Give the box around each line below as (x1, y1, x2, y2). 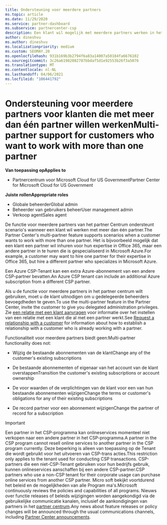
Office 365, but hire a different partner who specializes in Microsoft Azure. (5, 258, 158, 264)
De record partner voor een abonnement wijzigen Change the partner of (12, 405, 159, 411)
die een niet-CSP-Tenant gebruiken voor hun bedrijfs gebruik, (23, 461, 150, 467)
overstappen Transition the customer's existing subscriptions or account (12, 370, 160, 375)
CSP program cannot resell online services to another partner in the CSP (5, 440, 154, 446)
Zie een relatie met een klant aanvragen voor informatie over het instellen (5, 309, 155, 315)
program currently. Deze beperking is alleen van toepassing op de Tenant (5, 445, 156, 451)
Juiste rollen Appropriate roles (5, 192, 69, 198)
